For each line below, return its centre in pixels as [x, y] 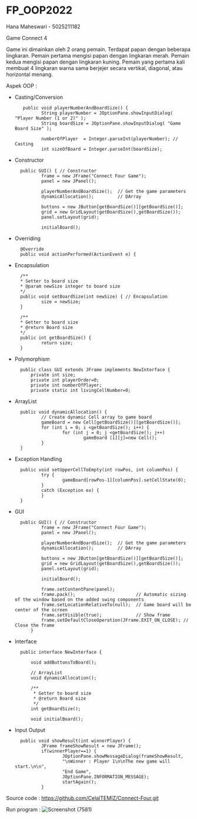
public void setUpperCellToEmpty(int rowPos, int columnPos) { [99, 470]
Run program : [24, 809]
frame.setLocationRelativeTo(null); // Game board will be [116, 605]
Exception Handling [38, 459]
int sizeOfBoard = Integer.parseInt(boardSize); [102, 149]
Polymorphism [32, 359]
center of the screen [41, 610]
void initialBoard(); [57, 719]
